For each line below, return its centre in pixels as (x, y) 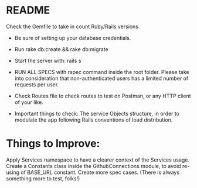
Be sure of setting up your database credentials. (73, 38)
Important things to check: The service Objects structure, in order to (97, 113)
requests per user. (37, 84)
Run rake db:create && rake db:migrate (61, 49)
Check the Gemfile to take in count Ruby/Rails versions (72, 26)
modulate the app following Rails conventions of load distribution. (94, 120)
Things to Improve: (53, 144)
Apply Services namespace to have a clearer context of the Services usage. (98, 160)
